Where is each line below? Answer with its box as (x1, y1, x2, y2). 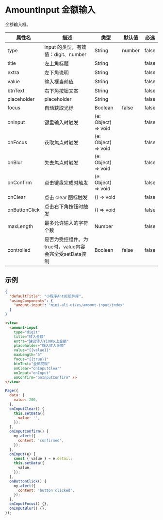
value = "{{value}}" (14, 348, 51, 353)
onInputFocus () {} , (9, 501, 49, 506)
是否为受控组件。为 (44, 236, 88, 242)
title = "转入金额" (14, 334, 46, 339)
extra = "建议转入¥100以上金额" (14, 339, 69, 344)
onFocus (7, 139, 28, 146)
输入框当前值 (44, 78, 74, 85)
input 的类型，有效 (44, 43, 86, 50)
